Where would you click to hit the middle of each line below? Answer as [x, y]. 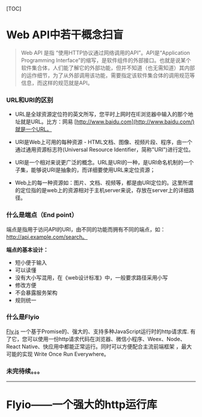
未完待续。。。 [25, 371]
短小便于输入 [31, 262]
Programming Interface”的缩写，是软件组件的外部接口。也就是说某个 [106, 60]
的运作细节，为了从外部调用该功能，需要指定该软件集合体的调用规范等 [108, 75]
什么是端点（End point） [42, 215]
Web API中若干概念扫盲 [65, 35]
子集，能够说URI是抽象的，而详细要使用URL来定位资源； [85, 170]
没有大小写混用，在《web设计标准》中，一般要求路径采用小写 [91, 277]
